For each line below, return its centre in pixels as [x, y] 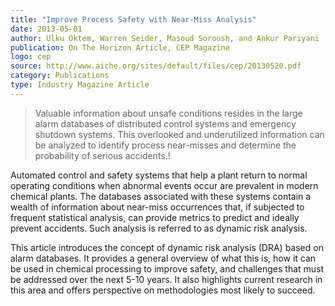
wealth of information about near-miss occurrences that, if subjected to [157, 207]
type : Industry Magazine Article [80, 85]
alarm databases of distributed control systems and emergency [165, 123]
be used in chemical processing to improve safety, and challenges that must [167, 268]
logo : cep [31, 57]
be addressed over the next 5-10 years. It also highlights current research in [166, 279]
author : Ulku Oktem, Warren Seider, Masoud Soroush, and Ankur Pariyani [165, 38]
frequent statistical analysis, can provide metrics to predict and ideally [155, 217]
